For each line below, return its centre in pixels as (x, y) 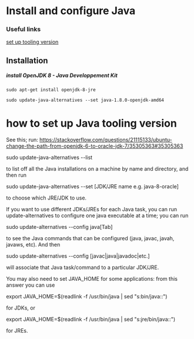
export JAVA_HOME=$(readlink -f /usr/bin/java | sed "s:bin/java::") (87, 296)
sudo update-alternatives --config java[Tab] (59, 227)
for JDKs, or (21, 308)
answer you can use (31, 285)
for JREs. (17, 330)
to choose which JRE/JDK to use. (46, 198)
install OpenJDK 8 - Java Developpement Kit (62, 75)
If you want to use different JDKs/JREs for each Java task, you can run (92, 209)
